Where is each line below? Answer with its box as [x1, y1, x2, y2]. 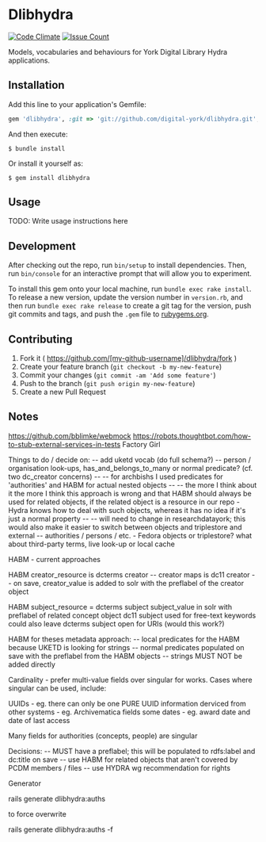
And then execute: [8, 129, 68, 139]
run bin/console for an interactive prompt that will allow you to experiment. [8, 269, 252, 278]
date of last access [8, 715, 70, 725]
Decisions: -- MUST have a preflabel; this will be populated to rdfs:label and [8, 746, 256, 756]
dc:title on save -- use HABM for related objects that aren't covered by [8, 755, 238, 764]
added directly [8, 660, 55, 669]
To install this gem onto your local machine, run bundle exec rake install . [8, 284, 252, 294]
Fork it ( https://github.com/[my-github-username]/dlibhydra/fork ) [19, 354, 237, 363]
